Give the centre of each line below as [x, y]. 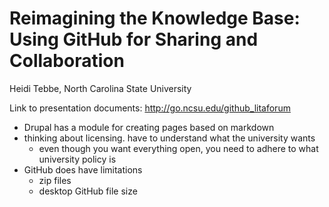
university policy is [77, 159]
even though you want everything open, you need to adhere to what [178, 148]
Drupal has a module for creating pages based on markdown [149, 127]
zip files [55, 180]
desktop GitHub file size [88, 191]
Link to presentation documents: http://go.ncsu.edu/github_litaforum [150, 108]
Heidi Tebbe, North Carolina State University [100, 88]
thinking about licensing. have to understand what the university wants [169, 138]
